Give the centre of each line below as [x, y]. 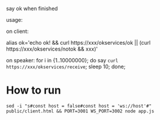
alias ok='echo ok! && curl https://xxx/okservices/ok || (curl [78, 43]
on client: [17, 31]
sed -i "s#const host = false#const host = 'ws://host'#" [79, 106]
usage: [14, 20]
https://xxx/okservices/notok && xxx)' [52, 49]
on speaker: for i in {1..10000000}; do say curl [62, 60]
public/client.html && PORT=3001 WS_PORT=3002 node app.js [80, 111]
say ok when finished [32, 9]
